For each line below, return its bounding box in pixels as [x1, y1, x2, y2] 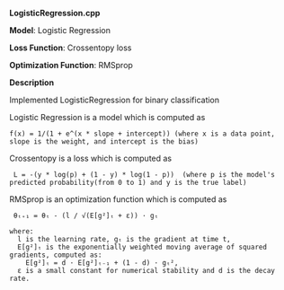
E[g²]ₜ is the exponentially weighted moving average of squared [17, 242, 268, 251]
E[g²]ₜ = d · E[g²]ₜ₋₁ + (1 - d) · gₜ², [25, 259, 179, 268]
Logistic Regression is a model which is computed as [9, 112, 206, 122]
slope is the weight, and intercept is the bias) [9, 137, 200, 146]
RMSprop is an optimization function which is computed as [9, 194, 227, 205]
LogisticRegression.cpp [9, 8, 101, 18]
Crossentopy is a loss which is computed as [9, 153, 173, 163]
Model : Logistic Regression [9, 25, 111, 35]
